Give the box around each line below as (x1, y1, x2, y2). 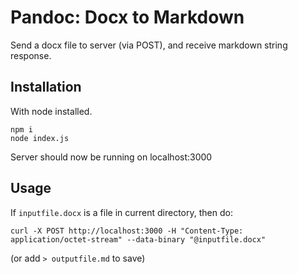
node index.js (10, 133, 70, 143)
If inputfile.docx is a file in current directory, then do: (10, 206, 233, 218)
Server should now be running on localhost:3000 (10, 151, 213, 163)
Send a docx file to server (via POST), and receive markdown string (10, 39, 288, 51)
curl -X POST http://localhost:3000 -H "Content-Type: (10, 226, 244, 236)
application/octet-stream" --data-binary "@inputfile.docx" (10, 234, 267, 245)
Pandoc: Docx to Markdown (10, 6, 245, 29)
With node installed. (10, 105, 93, 117)
